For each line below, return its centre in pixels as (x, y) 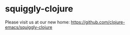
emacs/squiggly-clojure (29, 27)
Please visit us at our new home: (38, 22)
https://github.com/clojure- (98, 22)
